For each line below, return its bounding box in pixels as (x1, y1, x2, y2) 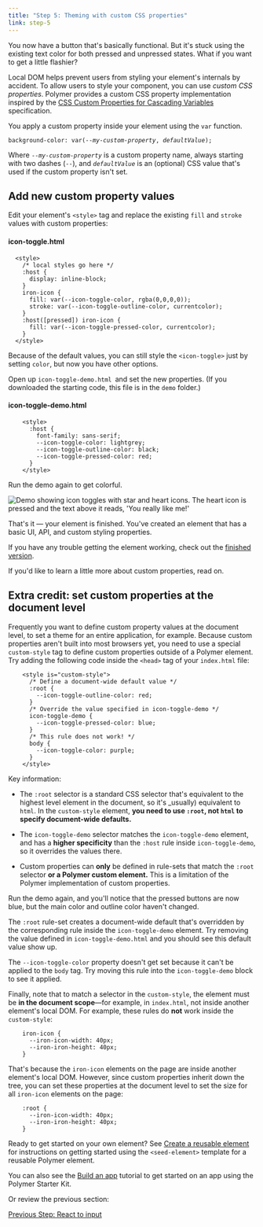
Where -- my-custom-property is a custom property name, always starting (8, 150, 243, 160)
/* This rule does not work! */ (28, 732, 135, 740)
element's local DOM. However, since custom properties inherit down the (8, 1072, 245, 1081)
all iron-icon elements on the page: (8, 1089, 124, 1098)
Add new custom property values (8, 190, 175, 203)
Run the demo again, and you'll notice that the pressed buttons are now (8, 894, 239, 903)
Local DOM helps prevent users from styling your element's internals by (8, 72, 241, 82)
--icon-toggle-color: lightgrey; (36, 438, 146, 447)
